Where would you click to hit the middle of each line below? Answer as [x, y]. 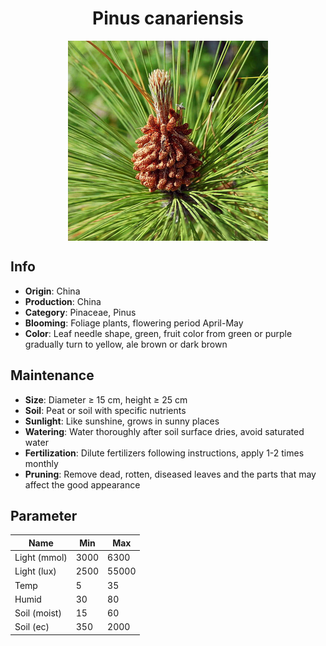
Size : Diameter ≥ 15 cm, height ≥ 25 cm [106, 399]
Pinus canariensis [168, 18]
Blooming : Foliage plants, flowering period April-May [134, 323]
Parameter [44, 515]
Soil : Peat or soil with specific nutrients [105, 410]
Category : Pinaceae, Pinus [80, 312]
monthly [41, 463]
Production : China [63, 301]
